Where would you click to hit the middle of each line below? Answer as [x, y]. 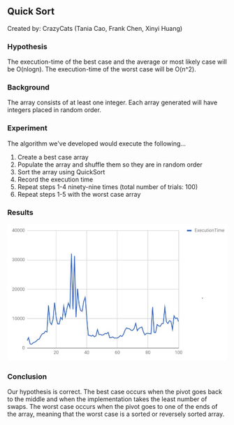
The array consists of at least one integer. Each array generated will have [112, 103]
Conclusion [27, 376]
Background [29, 88]
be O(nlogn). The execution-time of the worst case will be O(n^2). [102, 69]
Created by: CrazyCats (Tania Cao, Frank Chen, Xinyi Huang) [95, 28]
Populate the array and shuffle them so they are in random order [110, 165]
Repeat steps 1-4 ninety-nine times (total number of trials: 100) [107, 187]
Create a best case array [53, 157]
